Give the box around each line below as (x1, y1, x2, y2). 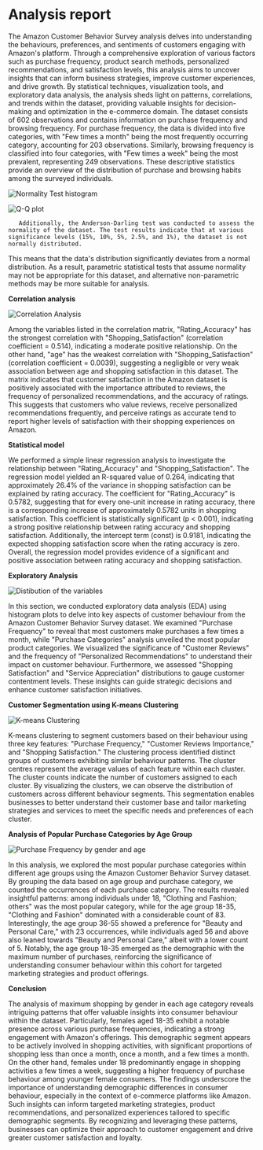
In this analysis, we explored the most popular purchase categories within (8, 860, 247, 869)
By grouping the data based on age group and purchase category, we (8, 876, 234, 886)
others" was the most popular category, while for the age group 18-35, (8, 901, 236, 911)
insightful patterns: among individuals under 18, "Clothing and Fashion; (8, 893, 237, 902)
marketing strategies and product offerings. (8, 968, 149, 978)
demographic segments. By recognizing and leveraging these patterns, (8, 1115, 238, 1126)
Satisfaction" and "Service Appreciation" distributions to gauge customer (8, 668, 245, 677)
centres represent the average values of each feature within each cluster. (8, 764, 246, 773)
